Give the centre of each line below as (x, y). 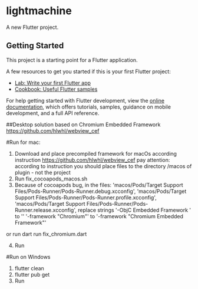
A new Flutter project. (32, 27)
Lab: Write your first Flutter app (53, 83)
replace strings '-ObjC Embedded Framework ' (134, 210)
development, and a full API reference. (53, 113)
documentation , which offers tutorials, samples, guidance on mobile (88, 107)
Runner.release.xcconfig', (45, 210)
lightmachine (39, 11)
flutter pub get (32, 274)
